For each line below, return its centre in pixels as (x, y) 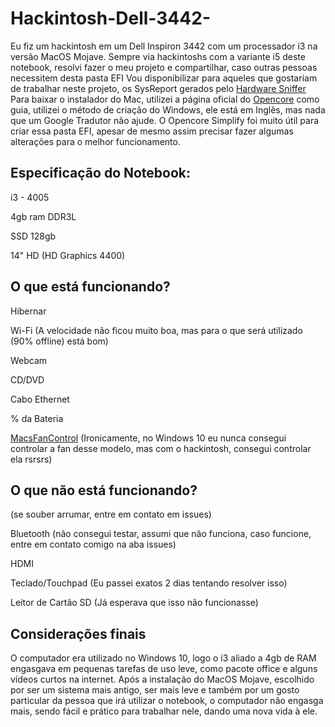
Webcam (29, 360)
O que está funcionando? (90, 287)
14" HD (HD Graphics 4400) (68, 255)
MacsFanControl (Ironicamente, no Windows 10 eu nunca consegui (148, 438)
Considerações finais (78, 633)
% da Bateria (37, 418)
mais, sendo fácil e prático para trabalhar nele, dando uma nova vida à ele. (164, 711)
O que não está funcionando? (104, 490)
